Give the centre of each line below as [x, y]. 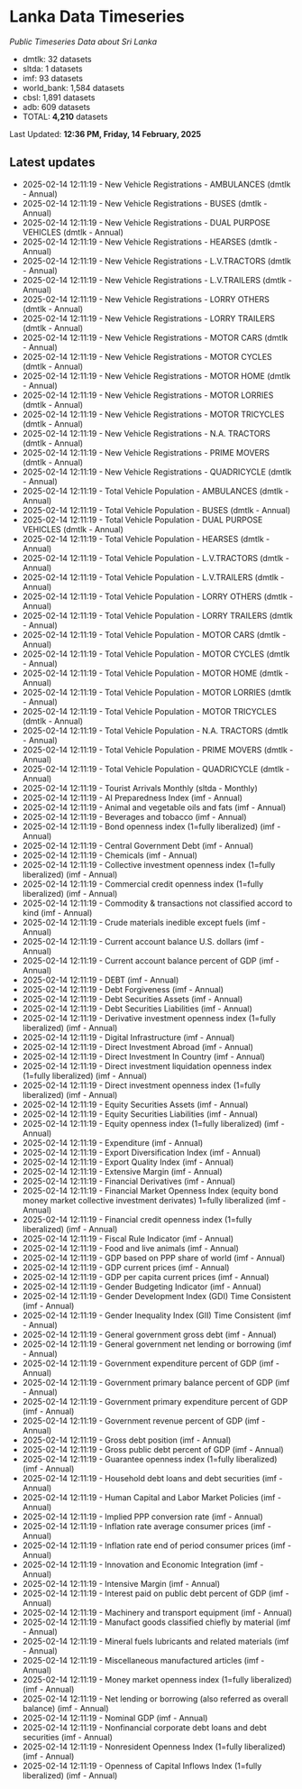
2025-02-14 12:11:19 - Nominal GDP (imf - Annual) [115, 1718]
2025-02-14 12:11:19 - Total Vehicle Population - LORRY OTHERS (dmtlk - [158, 596]
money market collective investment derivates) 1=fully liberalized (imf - [154, 1200]
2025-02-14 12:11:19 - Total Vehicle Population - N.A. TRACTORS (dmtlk [155, 730]
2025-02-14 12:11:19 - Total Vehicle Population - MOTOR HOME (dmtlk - [156, 673]
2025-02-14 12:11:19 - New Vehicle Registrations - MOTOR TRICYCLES [153, 414]
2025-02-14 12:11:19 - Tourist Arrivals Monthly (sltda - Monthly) [140, 788]
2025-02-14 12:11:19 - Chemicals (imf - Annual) [110, 855]
